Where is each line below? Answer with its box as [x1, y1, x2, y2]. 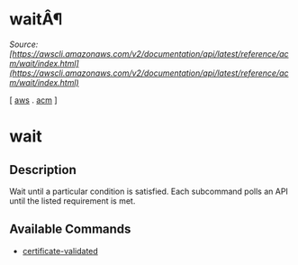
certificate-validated [22, 245, 99, 256]
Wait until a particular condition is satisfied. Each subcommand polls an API [9, 186, 288, 196]
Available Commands [9, 222, 131, 237]
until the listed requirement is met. [9, 195, 136, 206]
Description [9, 162, 77, 178]
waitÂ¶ [9, 9, 63, 30]
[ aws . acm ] [9, 95, 58, 105]
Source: [9, 39, 39, 50]
